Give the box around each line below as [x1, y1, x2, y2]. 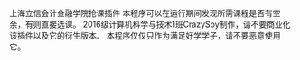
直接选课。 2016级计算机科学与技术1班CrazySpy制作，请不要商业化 [40, 19, 291, 30]
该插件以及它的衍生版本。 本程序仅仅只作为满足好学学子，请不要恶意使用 [9, 30, 281, 40]
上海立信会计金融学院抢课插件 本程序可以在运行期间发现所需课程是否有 [9, 8, 273, 18]
